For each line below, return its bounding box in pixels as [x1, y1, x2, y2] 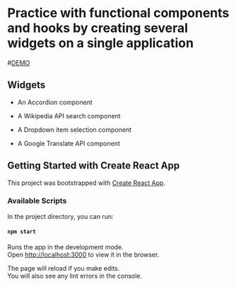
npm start [7, 228, 37, 235]
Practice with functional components [7, 5, 230, 21]
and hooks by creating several [7, 20, 189, 36]
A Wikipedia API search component [17, 111, 122, 120]
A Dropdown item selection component [17, 125, 132, 134]
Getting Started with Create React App [7, 159, 180, 171]
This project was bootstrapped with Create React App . [7, 179, 166, 187]
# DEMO [7, 58, 30, 67]
